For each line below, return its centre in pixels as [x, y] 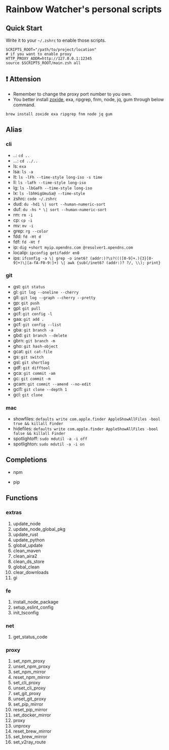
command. [24, 105]
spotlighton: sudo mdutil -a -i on [49, 444]
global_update [28, 545]
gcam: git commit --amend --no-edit [52, 384]
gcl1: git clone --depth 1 [40, 389]
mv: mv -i [23, 225]
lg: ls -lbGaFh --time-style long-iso [53, 188]
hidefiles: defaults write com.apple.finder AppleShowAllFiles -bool [86, 429]
